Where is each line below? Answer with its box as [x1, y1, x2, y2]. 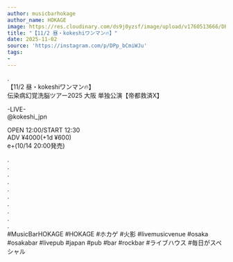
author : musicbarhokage [7, 10, 76, 17]
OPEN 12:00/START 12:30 [7, 125, 80, 134]
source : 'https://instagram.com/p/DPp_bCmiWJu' [7, 42, 148, 49]
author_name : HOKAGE [7, 17, 67, 24]
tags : [7, 49, 23, 56]
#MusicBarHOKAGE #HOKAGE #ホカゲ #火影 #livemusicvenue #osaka [7, 229, 209, 238]
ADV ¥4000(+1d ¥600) [7, 133, 71, 141]
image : [7, 23, 26, 30]
